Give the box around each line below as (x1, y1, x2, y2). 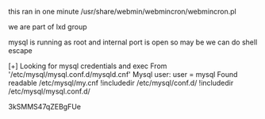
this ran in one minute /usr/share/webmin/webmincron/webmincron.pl (8, 7, 236, 16)
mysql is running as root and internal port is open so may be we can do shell (8, 37, 258, 47)
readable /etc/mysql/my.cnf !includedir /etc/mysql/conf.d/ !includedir (8, 79, 234, 87)
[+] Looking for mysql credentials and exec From (8, 61, 167, 71)
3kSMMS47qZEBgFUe (8, 102, 82, 111)
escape (8, 46, 33, 55)
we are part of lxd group (8, 22, 87, 31)
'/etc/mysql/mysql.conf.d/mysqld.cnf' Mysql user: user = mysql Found (8, 70, 238, 79)
